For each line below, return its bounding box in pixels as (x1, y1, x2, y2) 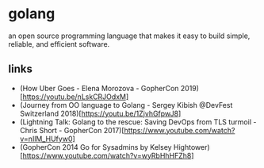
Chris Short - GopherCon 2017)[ (19, 125, 124, 135)
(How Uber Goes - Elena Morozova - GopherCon (19, 83, 179, 93)
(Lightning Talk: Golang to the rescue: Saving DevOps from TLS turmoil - (19, 116, 257, 127)
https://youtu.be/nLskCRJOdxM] (22, 92, 129, 101)
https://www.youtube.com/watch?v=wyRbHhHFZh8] (22, 151, 194, 160)
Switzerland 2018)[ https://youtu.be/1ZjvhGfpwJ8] (19, 109, 182, 118)
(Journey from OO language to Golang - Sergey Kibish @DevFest (19, 100, 233, 109)
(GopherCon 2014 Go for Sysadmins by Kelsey (19, 142, 172, 151)
